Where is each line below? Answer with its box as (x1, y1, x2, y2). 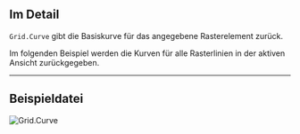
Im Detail (9, 7, 60, 22)
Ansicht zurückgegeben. (9, 57, 100, 67)
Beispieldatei (9, 91, 84, 106)
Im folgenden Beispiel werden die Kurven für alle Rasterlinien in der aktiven (9, 48, 286, 59)
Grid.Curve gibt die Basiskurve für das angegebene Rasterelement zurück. (9, 30, 284, 41)
